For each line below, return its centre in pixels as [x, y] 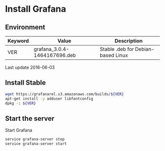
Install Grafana [36, 9]
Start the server [30, 118]
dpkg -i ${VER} [21, 103]
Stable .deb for [117, 49]
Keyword [18, 41]
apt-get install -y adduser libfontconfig [49, 99]
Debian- [145, 49]
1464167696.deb [55, 55]
